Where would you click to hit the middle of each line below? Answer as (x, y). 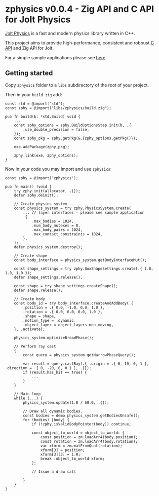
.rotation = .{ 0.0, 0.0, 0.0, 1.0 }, (63, 312)
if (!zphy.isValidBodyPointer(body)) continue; (81, 424)
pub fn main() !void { (28, 187)
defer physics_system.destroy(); (48, 247)
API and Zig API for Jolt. (29, 48)
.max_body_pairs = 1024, (57, 230)
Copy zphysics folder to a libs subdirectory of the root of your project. (77, 85)
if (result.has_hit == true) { (55, 372)
